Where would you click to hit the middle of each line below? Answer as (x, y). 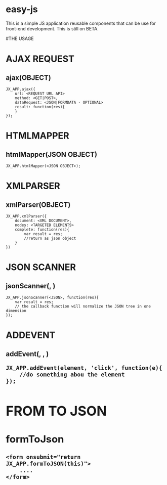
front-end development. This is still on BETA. (52, 28)
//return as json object (50, 238)
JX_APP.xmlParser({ (26, 216)
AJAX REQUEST (40, 59)
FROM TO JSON (56, 411)
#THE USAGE (20, 38)
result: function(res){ (40, 107)
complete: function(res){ (42, 229)
